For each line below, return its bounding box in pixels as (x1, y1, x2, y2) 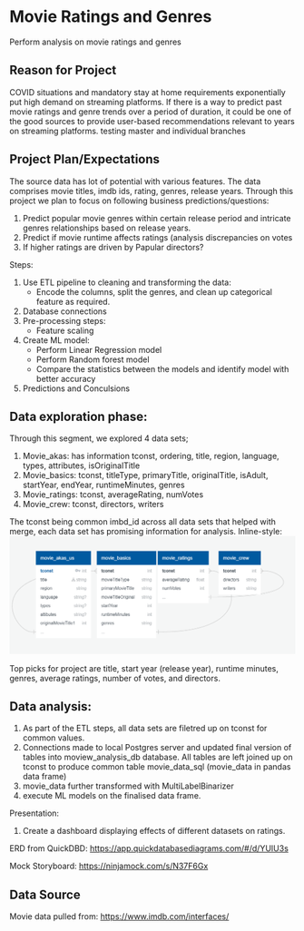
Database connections (22, 306, 107, 317)
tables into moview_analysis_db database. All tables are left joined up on (22, 751, 293, 763)
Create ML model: (22, 334, 91, 346)
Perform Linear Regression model (35, 344, 162, 355)
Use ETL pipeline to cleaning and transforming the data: (22, 277, 231, 288)
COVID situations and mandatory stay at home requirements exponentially (9, 86, 286, 97)
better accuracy (35, 373, 96, 384)
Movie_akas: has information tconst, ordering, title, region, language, (22, 451, 279, 462)
